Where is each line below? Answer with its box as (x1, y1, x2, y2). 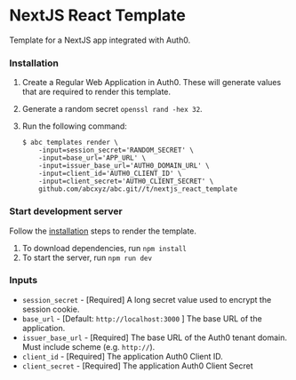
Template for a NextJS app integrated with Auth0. (9, 35, 191, 45)
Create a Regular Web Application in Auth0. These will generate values (21, 77, 282, 88)
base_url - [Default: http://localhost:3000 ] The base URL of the (21, 313, 262, 324)
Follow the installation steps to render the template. (9, 226, 197, 236)
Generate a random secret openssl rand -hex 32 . (21, 104, 203, 115)
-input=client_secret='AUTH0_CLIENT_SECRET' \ (38, 177, 214, 186)
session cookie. (21, 304, 80, 314)
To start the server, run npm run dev (21, 252, 153, 263)
